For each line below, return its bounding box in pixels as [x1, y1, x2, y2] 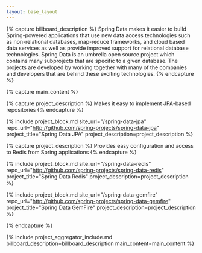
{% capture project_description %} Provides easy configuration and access [6, 142, 194, 149]
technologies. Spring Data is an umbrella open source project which [6, 50, 175, 58]
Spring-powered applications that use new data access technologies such [6, 31, 191, 39]
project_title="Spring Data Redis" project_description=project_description [6, 172, 189, 180]
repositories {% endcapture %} [6, 106, 84, 113]
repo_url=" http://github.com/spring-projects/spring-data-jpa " [6, 124, 160, 131]
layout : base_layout [6, 8, 58, 15]
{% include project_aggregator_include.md [6, 233, 113, 240]
